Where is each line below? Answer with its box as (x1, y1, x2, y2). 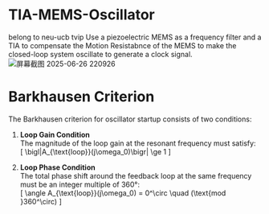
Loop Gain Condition (19, 130, 90, 139)
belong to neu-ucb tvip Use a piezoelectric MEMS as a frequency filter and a (8, 32, 262, 42)
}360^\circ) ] (19, 196, 62, 206)
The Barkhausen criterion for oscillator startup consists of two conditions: (8, 114, 252, 124)
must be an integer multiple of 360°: (19, 179, 141, 189)
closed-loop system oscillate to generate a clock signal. (8, 49, 193, 59)
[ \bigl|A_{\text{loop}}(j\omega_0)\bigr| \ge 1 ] (19, 146, 171, 156)
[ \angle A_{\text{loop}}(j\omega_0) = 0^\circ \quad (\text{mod (19, 187, 226, 198)
